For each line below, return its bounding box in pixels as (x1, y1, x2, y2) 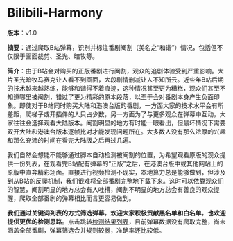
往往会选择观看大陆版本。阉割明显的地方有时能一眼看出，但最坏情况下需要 (12, 118, 226, 127)
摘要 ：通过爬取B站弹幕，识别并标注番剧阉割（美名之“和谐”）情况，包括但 (7, 43, 217, 51)
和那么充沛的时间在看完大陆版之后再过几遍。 (7, 136, 135, 144)
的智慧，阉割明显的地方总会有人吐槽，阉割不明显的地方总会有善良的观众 (7, 185, 214, 193)
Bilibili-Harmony (7, 5, 103, 21)
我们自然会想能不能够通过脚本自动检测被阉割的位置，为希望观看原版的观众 (7, 150, 220, 159)
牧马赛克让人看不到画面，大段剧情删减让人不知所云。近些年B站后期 (31, 75, 224, 84)
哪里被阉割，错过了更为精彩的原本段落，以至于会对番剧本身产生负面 (19, 92, 214, 101)
